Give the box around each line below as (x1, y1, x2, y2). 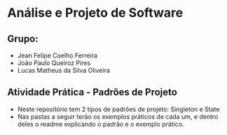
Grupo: (7, 33, 39, 45)
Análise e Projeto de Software (7, 5, 184, 21)
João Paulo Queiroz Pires (17, 59, 91, 67)
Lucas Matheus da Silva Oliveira (17, 66, 111, 74)
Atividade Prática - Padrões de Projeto (7, 86, 177, 99)
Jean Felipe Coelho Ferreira (17, 51, 98, 59)
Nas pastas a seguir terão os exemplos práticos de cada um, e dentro (17, 112, 219, 120)
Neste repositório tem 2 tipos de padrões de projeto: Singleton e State (17, 105, 220, 113)
